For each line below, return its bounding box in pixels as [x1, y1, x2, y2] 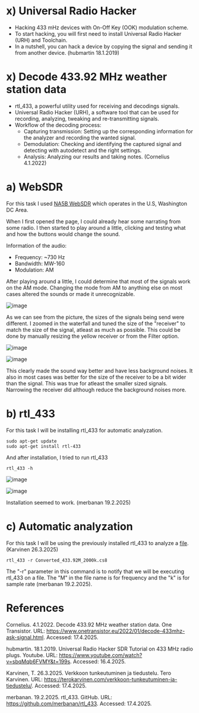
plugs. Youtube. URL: [6, 651, 58, 659]
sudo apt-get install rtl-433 [6, 443, 81, 449]
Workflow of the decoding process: [14, 121, 102, 129]
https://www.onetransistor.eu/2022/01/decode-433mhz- [46, 627, 185, 634]
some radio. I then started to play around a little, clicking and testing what [6, 224, 186, 231]
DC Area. [6, 206, 29, 213]
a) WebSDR [6, 180, 64, 194]
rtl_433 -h [6, 465, 33, 471]
